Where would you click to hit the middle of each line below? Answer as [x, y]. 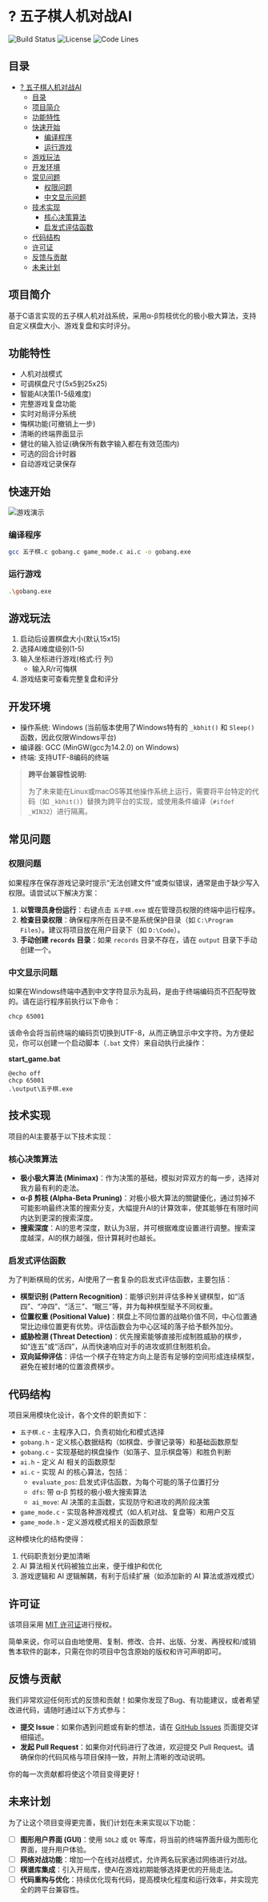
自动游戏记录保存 [48, 464]
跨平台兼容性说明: [57, 775]
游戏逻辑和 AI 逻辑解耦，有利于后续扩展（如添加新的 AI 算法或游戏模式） [139, 1576]
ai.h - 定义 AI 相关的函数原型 [68, 1462]
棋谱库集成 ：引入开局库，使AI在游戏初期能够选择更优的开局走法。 [128, 1869]
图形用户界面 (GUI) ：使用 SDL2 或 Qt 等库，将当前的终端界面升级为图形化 [139, 1839]
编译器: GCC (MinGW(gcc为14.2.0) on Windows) [99, 747]
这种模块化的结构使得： [47, 1539]
